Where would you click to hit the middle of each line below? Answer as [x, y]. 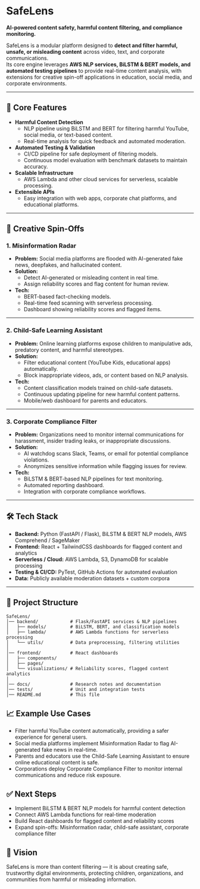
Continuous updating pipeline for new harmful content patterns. [102, 394]
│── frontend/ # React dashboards [62, 653]
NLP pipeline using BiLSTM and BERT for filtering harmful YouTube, [106, 128]
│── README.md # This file [53, 695]
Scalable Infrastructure [44, 173]
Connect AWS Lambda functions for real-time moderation [85, 814]
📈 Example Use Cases [49, 714]
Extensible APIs [35, 191]
